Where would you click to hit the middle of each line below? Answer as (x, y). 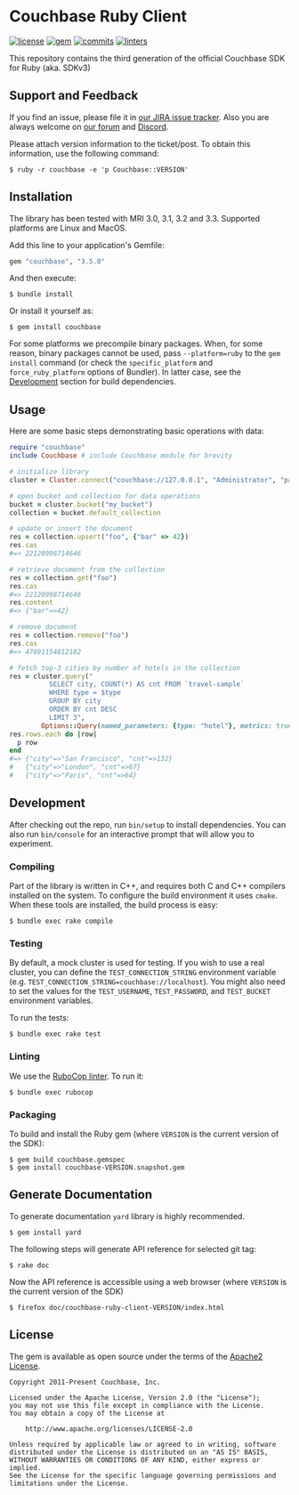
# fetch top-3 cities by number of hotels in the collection (125, 668)
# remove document (43, 627)
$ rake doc (29, 1265)
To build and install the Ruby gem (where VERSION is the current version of (144, 1134)
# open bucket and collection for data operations (105, 496)
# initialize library (49, 472)
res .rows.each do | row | (53, 734)
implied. (25, 1467)
